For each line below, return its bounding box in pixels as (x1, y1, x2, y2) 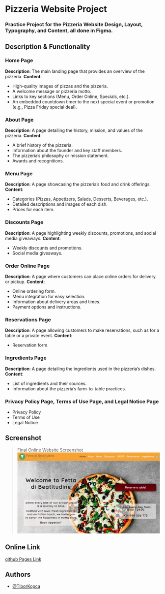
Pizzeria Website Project (5, 3, 107, 15)
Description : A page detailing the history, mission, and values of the (5, 127, 143, 133)
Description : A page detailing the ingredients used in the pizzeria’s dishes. (5, 366, 156, 372)
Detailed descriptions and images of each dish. (12, 201, 108, 207)
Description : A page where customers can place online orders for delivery (5, 273, 156, 279)
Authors (5, 570, 31, 579)
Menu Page (5, 170, 33, 177)
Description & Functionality (5, 42, 90, 51)
